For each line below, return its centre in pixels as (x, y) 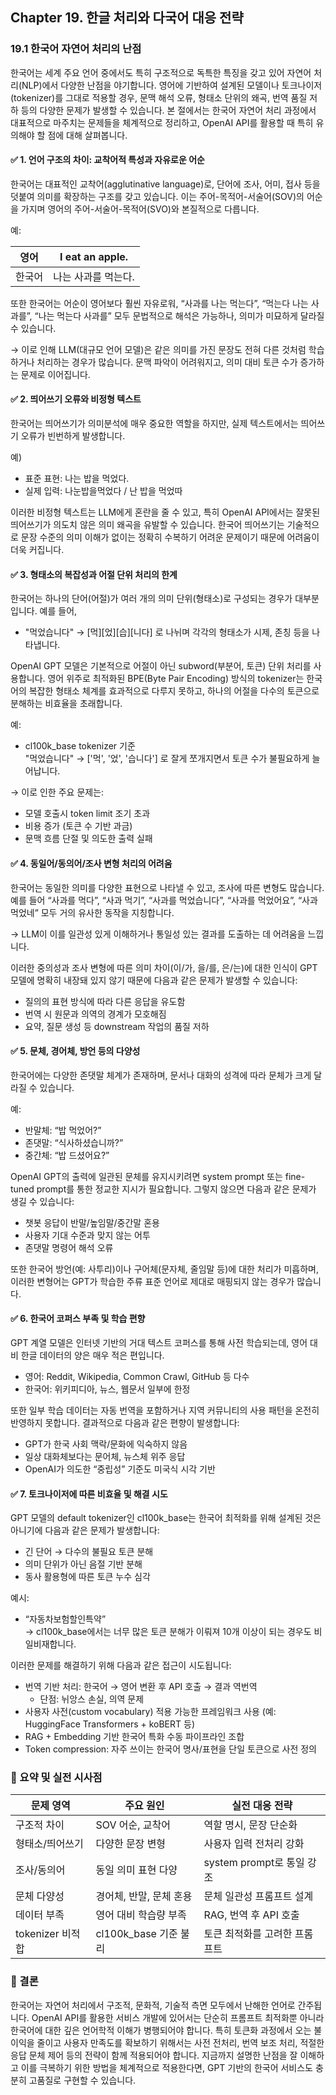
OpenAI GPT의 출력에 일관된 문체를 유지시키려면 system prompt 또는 (146, 1176)
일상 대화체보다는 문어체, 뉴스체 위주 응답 (105, 1456)
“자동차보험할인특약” (65, 1619)
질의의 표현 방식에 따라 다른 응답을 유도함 (105, 1001)
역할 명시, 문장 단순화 (250, 1825)
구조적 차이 (40, 1825)
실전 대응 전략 (262, 1806)
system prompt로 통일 (254, 1863)
